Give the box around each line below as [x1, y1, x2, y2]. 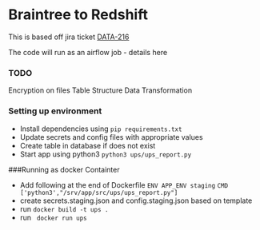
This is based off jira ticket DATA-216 [8, 32, 130, 42]
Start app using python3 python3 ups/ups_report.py [19, 149, 192, 159]
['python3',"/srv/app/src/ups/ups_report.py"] [19, 188, 178, 196]
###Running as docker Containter [8, 165, 120, 174]
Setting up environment [8, 105, 102, 117]
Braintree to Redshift [8, 6, 148, 24]
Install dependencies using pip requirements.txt [19, 124, 182, 133]
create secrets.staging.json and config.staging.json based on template [19, 196, 253, 205]
